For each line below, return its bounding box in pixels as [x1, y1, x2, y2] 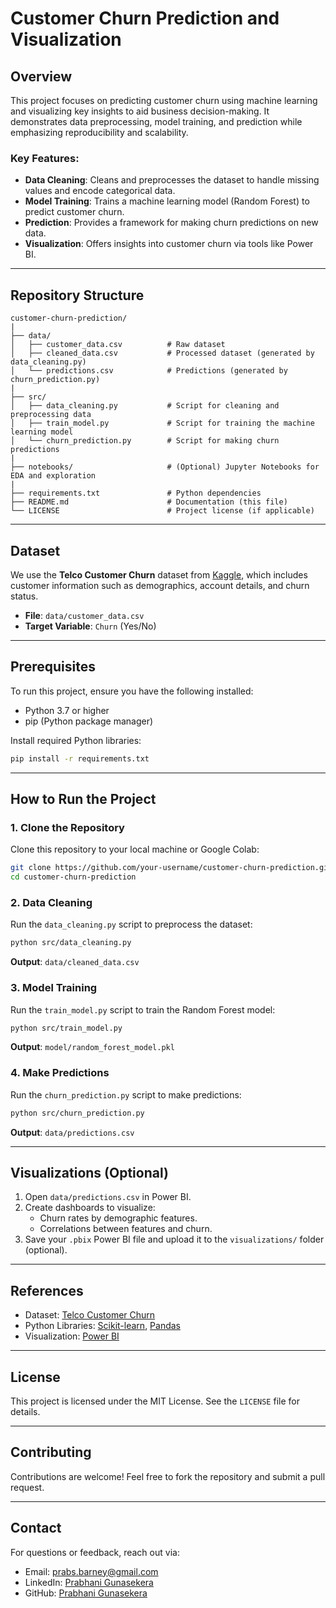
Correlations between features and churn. [39, 1223, 213, 1235]
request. [10, 1481, 45, 1493]
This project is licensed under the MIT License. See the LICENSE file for [10, 1395, 300, 1407]
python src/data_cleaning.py [10, 938, 132, 948]
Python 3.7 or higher [24, 704, 110, 716]
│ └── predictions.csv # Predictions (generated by [10, 366, 288, 376]
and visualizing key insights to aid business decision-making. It [10, 105, 270, 117]
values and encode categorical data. [24, 185, 176, 197]
